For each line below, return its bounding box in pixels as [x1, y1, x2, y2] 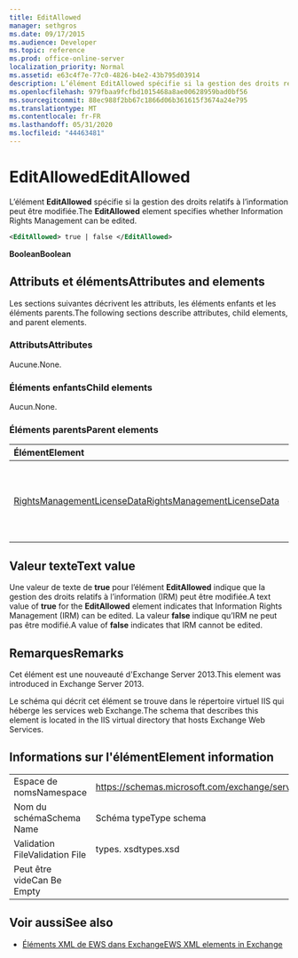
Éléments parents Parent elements [9, 424, 159, 436]
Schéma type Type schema [95, 811, 207, 824]
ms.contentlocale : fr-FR [9, 112, 101, 121]
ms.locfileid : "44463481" [9, 129, 105, 138]
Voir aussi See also [9, 915, 114, 930]
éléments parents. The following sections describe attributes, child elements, [9, 307, 288, 318]
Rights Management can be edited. [9, 215, 137, 226]
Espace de [13, 775, 58, 787]
